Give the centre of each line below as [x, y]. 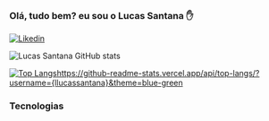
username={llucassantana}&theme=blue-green [96, 83]
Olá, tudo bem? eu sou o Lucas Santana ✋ [101, 15]
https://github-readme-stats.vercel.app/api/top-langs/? [158, 73]
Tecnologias [37, 106]
